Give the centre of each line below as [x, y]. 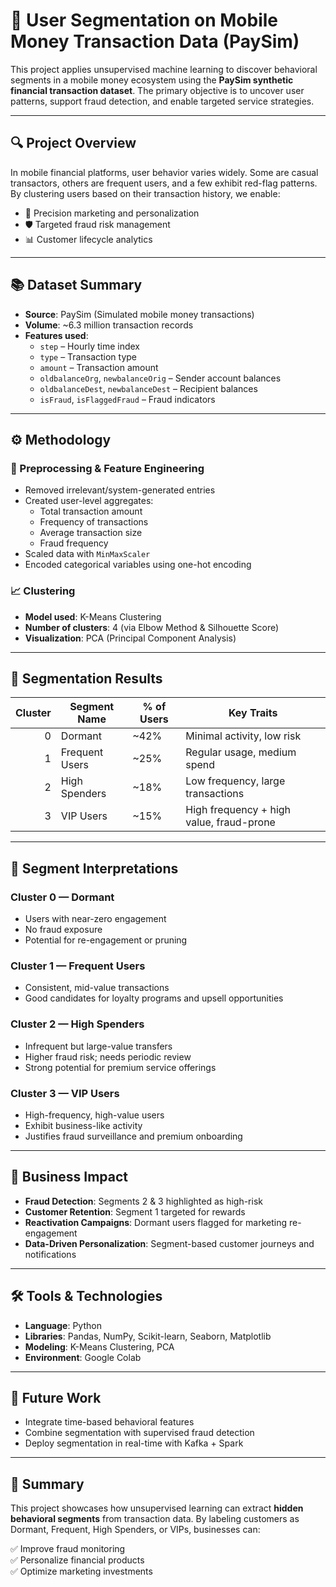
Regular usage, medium [241, 752]
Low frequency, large [235, 781]
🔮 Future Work [56, 1397]
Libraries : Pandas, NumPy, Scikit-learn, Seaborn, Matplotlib [148, 1336]
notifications [50, 1254]
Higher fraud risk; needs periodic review [108, 1056]
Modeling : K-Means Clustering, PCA [99, 1346]
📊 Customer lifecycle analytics [88, 239]
